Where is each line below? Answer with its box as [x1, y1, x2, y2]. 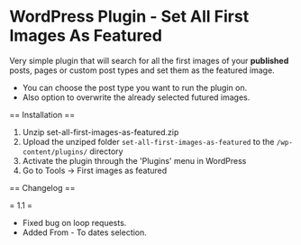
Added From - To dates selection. [22, 227, 147, 238]
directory [89, 146, 123, 157]
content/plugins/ [22, 147, 88, 157]
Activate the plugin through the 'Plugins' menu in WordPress [22, 155, 247, 166]
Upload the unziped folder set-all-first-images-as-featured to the [22, 136, 275, 147]
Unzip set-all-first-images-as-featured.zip [22, 126, 179, 137]
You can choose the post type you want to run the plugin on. [22, 82, 248, 93]
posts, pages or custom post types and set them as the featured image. [9, 65, 275, 76]
